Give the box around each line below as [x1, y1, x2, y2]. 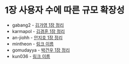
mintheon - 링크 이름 [12, 40, 54, 46]
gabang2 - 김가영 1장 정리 [12, 22, 64, 28]
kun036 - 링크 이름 [12, 53, 50, 59]
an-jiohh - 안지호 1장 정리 [12, 34, 63, 40]
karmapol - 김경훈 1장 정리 [12, 28, 65, 34]
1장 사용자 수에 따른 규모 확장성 [5, 4, 125, 16]
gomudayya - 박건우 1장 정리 [12, 47, 70, 53]
